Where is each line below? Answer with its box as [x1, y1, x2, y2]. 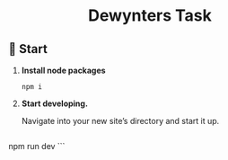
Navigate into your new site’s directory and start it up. [21, 116, 220, 126]
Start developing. [21, 98, 89, 109]
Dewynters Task [88, 5, 212, 26]
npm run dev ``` [8, 141, 66, 151]
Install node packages [21, 65, 106, 76]
